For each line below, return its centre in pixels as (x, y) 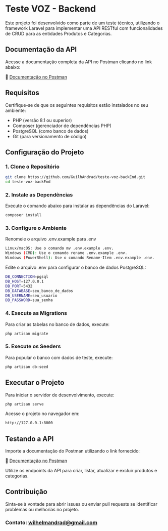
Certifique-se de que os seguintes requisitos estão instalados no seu (77, 105)
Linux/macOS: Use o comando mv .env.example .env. (60, 249)
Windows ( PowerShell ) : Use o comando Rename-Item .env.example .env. (80, 258)
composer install (23, 215)
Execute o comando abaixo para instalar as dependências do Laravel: (77, 206)
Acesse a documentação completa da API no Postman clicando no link (79, 62)
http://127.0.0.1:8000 (29, 423)
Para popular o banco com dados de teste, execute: (59, 357)
